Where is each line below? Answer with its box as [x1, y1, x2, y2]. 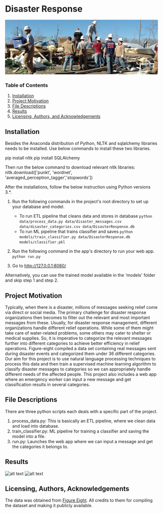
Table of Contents [5, 82, 49, 88]
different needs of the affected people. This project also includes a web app [5, 371, 157, 377]
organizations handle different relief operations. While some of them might [5, 325, 154, 331]
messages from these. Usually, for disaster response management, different [5, 320, 157, 325]
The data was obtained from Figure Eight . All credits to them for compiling [5, 497, 153, 503]
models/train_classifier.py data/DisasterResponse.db [19, 235, 130, 240]
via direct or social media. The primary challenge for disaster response [5, 309, 147, 315]
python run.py [12, 255, 41, 259]
